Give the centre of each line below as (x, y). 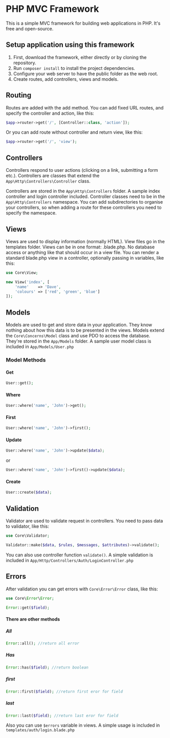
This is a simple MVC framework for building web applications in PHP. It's (83, 23)
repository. (25, 63)
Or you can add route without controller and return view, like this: (74, 132)
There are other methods (33, 619)
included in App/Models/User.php (40, 347)
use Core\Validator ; (28, 536)
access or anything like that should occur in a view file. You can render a (82, 252)
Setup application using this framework (70, 45)
